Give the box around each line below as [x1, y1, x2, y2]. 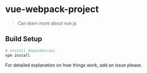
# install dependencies [5, 48, 55, 53]
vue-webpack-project [5, 4, 99, 15]
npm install [5, 53, 30, 58]
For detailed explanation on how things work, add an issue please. [5, 62, 142, 68]
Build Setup [5, 35, 42, 43]
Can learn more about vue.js [17, 20, 77, 26]
